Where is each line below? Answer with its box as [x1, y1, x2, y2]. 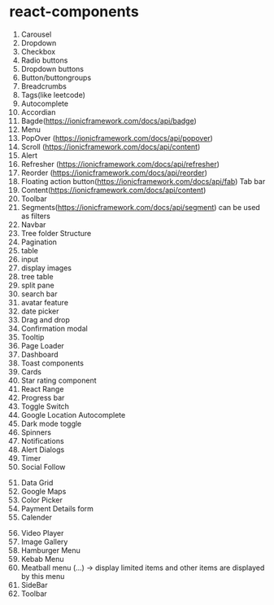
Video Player [20, 528, 64, 537]
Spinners [20, 427, 52, 437]
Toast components [20, 357, 85, 368]
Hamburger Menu [20, 545, 80, 555]
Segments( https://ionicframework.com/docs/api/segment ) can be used [20, 202, 261, 212]
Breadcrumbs [20, 81, 67, 91]
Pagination [20, 237, 58, 247]
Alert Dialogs [20, 445, 65, 454]
